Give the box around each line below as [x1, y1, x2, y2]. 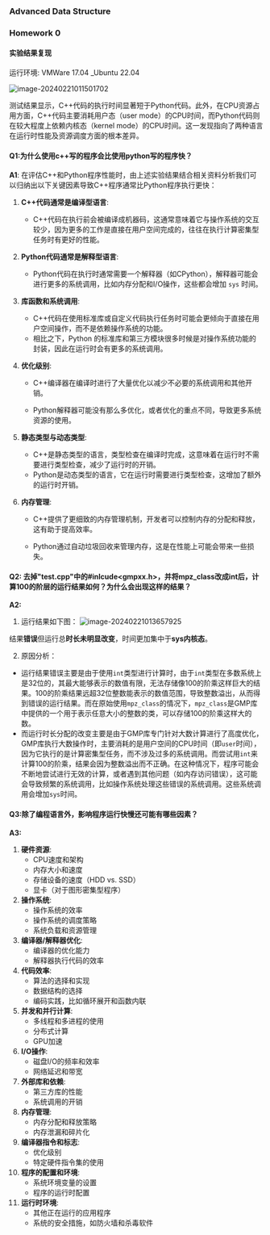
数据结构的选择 [32, 986, 83, 995]
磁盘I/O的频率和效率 [32, 1056, 100, 1066]
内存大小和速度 [32, 864, 83, 874]
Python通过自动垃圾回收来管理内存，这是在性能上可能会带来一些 [32, 542, 248, 551]
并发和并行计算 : [20, 1006, 73, 1015]
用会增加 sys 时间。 [20, 789, 82, 799]
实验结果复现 [9, 48, 52, 58]
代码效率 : [20, 965, 52, 975]
